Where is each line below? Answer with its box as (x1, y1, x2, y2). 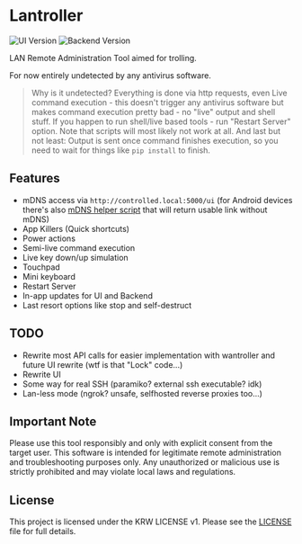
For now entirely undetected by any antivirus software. (9, 69, 211, 81)
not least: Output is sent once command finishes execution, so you (31, 135, 279, 146)
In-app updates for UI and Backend (22, 290, 153, 301)
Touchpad (22, 262, 60, 272)
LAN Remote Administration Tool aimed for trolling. (9, 52, 198, 63)
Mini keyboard (22, 271, 76, 281)
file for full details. (9, 526, 76, 537)
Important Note (9, 414, 97, 429)
